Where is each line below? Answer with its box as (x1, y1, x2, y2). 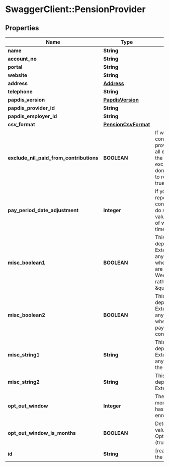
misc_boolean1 (8, 259, 45, 266)
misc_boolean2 (8, 312, 45, 319)
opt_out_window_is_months (8, 430, 76, 436)
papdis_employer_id (8, 113, 57, 120)
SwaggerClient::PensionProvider (5, 4, 146, 15)
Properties (5, 24, 39, 32)
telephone (8, 88, 33, 95)
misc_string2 (8, 379, 40, 385)
